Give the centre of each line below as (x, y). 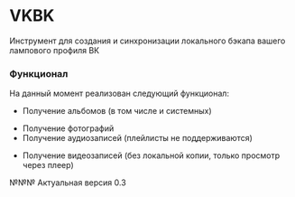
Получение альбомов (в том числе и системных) (117, 111)
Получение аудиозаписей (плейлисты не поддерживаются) (137, 138)
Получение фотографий (68, 128)
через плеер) (48, 165)
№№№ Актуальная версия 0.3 (68, 183)
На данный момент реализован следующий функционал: (120, 94)
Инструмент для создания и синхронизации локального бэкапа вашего (147, 41)
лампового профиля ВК (55, 50)
